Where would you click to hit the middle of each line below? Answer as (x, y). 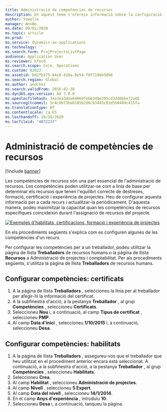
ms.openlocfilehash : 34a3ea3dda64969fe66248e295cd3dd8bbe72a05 (72, 98)
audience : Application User (34, 56)
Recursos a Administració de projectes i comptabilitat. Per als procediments (83, 258)
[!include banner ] (23, 171)
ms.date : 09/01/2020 (27, 29)
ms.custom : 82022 (23, 71)
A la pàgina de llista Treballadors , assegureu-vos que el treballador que (87, 356)
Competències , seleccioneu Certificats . (55, 307)
